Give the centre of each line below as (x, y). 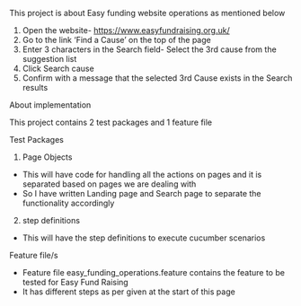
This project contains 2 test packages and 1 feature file (111, 122)
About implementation (50, 105)
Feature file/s (34, 255)
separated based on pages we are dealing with (109, 184)
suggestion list (49, 59)
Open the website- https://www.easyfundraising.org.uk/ (126, 30)
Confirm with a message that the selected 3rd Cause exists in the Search (157, 78)
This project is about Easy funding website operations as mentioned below (147, 13)
